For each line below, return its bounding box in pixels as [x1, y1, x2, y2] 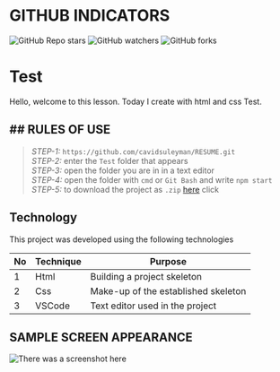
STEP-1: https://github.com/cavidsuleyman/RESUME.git [31, 145, 236, 157]
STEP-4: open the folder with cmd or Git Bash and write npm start [31, 174, 273, 185]
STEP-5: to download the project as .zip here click [31, 184, 220, 195]
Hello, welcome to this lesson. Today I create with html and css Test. [9, 96, 262, 107]
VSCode [35, 299, 70, 312]
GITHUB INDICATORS [9, 5, 171, 26]
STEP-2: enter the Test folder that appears [31, 155, 188, 166]
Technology [9, 210, 78, 225]
